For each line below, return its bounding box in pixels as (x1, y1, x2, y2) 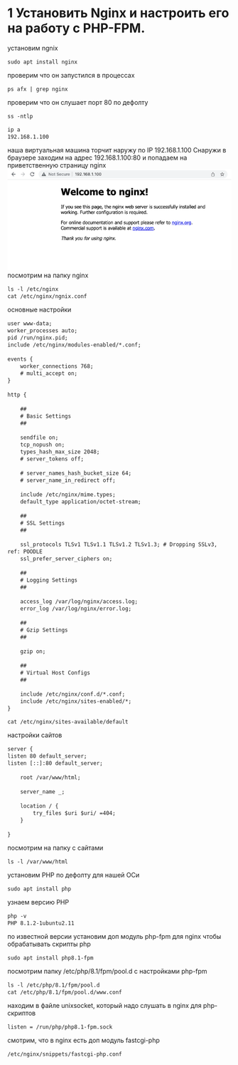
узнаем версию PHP (7, 897, 70, 906)
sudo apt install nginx (7, 58, 78, 66)
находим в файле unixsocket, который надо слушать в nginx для (7, 1001, 202, 1009)
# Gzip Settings (20, 626, 69, 634)
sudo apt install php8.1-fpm (7, 954, 94, 962)
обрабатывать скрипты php (7, 940, 91, 948)
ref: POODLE (7, 547, 43, 555)
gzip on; (20, 647, 46, 655)
